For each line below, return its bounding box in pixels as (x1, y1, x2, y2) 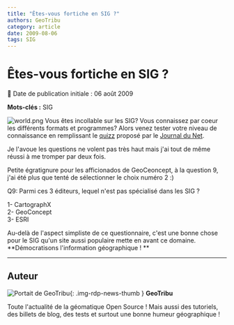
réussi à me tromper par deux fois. (7, 152, 107, 161)
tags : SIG (7, 36, 36, 43)
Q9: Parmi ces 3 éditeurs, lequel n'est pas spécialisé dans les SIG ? (7, 187, 200, 196)
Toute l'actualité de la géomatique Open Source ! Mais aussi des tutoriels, (7, 302, 219, 311)
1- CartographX (7, 201, 52, 209)
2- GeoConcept (7, 208, 52, 217)
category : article (7, 23, 61, 30)
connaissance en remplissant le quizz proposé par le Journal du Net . (7, 131, 205, 140)
